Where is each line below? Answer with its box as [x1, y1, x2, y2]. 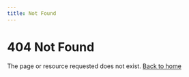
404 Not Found [7, 39, 95, 55]
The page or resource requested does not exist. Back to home [7, 62, 182, 70]
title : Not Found [7, 10, 57, 17]
